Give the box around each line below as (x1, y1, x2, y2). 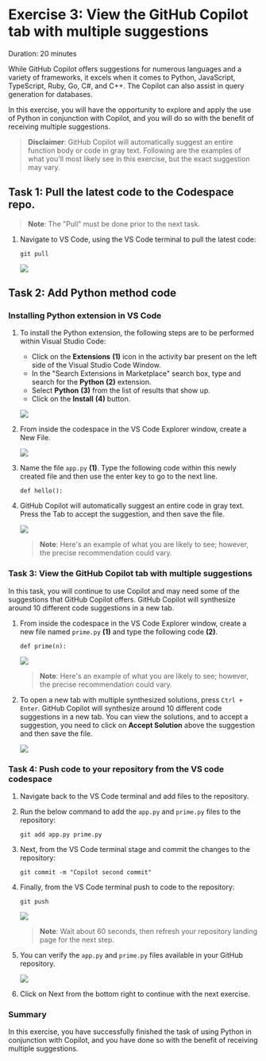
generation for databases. (8, 89, 93, 99)
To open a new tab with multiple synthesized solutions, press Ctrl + (19, 695, 244, 704)
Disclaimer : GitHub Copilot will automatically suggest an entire (27, 137, 233, 146)
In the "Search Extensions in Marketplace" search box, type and (31, 369, 241, 378)
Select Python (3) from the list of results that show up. (31, 385, 210, 395)
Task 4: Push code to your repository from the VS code (8, 763, 225, 774)
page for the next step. (39, 935, 115, 945)
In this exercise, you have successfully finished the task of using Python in (8, 1027, 252, 1036)
